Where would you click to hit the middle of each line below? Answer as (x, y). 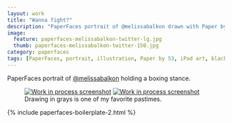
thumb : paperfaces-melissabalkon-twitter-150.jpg (86, 46)
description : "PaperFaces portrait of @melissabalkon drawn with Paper (112, 26)
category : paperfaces (38, 53)
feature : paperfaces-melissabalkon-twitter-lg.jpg (88, 39)
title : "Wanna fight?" (40, 20)
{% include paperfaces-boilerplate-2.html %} (71, 112)
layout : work (26, 13)
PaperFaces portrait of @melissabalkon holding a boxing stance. (99, 78)
